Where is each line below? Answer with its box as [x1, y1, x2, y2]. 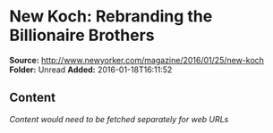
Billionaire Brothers [9, 25, 155, 46]
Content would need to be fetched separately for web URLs [9, 113, 229, 124]
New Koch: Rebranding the [9, 6, 213, 27]
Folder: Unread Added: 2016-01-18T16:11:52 [9, 64, 173, 75]
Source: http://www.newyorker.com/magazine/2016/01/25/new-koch [9, 54, 264, 65]
